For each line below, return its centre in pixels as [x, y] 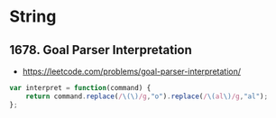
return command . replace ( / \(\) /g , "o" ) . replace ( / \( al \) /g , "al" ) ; [147, 96]
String [33, 17]
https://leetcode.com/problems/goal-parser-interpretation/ [132, 71]
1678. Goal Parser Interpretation [101, 50]
